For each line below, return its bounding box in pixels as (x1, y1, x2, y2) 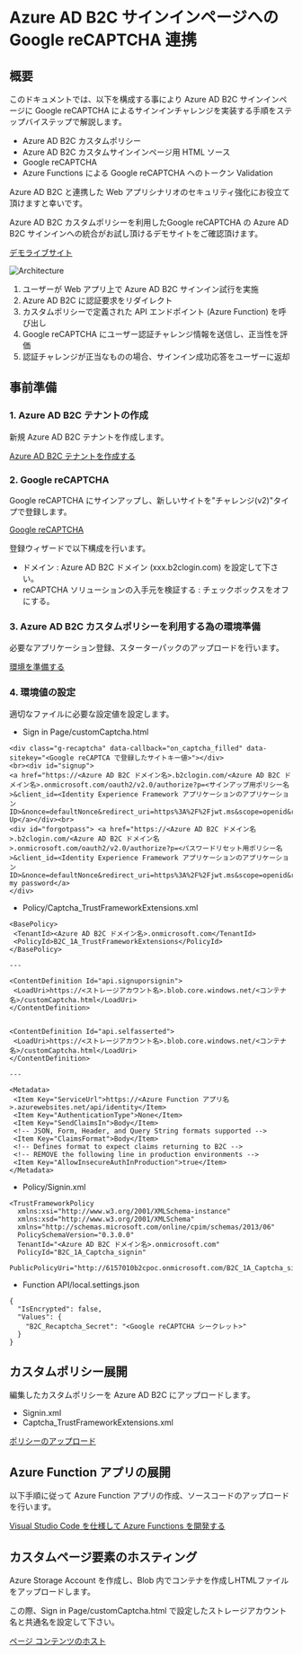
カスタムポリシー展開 (9, 1364, 128, 1379)
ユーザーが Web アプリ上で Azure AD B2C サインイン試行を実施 (22, 284, 259, 294)
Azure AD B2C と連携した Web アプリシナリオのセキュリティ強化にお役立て (9, 187, 290, 197)
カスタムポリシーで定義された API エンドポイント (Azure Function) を (22, 307, 280, 316)
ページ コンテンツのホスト (9, 1636, 106, 1647)
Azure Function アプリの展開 (9, 1464, 171, 1480)
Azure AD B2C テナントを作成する (9, 450, 137, 461)
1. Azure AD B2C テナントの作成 (9, 409, 149, 422)
